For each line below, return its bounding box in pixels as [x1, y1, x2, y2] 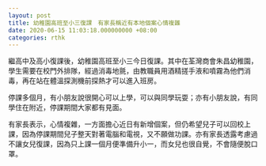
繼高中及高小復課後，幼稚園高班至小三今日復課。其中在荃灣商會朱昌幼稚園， [8, 56, 258, 66]
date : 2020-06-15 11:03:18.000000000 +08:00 [8, 26, 158, 34]
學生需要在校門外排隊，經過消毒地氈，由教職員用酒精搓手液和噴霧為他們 [8, 66, 244, 76]
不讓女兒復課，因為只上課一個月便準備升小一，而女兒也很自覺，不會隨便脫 [8, 139, 251, 149]
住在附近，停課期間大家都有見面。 [14, 103, 127, 112]
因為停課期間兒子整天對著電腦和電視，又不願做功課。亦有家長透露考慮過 [21, 130, 258, 139]
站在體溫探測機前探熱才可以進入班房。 [35, 76, 161, 85]
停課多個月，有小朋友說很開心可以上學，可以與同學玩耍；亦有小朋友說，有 [8, 92, 251, 103]
